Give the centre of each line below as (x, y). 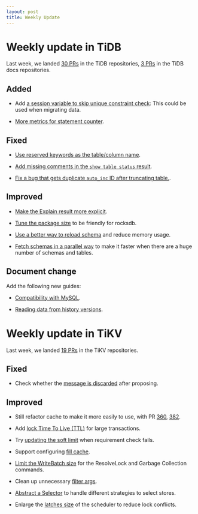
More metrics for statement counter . (60, 121)
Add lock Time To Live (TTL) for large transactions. (77, 428)
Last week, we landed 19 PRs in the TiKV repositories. (72, 350)
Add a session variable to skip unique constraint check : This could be (100, 103)
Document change (41, 272)
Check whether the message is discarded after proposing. (86, 383)
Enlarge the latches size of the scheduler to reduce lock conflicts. (96, 504)
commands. (29, 470)
